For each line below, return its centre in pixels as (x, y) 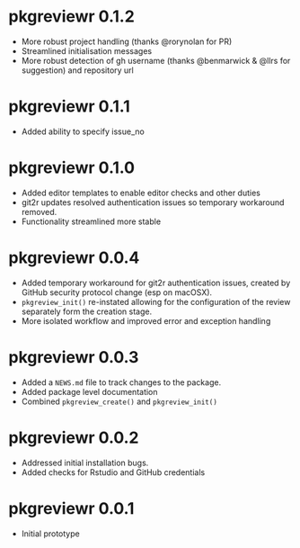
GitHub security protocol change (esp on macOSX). (117, 292)
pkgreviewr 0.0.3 (74, 357)
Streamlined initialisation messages (87, 50)
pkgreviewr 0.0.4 (74, 257)
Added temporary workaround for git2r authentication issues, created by (156, 283)
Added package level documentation (89, 391)
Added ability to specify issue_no (83, 131)
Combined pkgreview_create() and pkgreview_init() (119, 401)
